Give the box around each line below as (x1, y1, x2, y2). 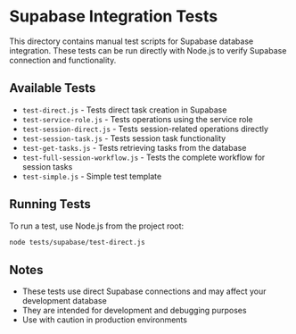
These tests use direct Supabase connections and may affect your (21, 286, 267, 296)
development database (21, 296, 107, 306)
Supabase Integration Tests (9, 6, 218, 27)
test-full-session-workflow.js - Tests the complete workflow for (21, 152, 266, 163)
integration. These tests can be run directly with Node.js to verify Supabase (9, 45, 287, 55)
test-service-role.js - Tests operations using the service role (21, 113, 253, 124)
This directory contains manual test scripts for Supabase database (9, 36, 254, 46)
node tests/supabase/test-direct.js (9, 238, 145, 246)
